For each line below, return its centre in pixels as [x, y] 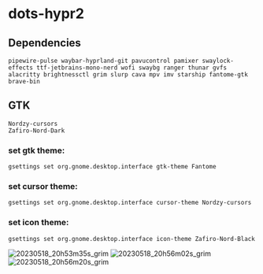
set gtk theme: [37, 150]
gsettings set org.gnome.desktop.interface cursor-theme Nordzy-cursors [130, 203]
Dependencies [44, 43]
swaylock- [218, 61]
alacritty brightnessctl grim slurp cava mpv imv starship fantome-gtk [128, 75]
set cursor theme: [43, 187]
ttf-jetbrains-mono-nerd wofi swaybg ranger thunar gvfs [131, 68]
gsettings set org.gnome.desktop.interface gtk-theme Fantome [112, 167]
